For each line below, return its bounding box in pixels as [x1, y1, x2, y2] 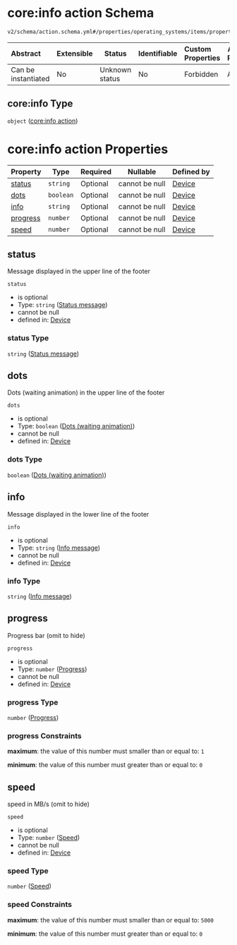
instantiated [11, 73, 50, 83]
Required [80, 167, 111, 176]
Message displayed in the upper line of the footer [7, 267, 150, 276]
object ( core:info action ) [7, 116, 78, 125]
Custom [184, 44, 212, 54]
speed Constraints [7, 900, 73, 910]
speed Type [7, 866, 49, 876]
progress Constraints [7, 730, 83, 740]
